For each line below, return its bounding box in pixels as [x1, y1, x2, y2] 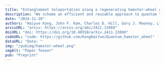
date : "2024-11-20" [5, 16, 45, 21]
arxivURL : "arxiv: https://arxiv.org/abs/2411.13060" [5, 25, 118, 30]
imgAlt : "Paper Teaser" [5, 48, 54, 53]
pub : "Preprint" [5, 52, 38, 58]
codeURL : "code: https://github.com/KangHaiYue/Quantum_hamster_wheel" [5, 35, 155, 40]
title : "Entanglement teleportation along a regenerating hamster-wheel [5, 7, 157, 12]
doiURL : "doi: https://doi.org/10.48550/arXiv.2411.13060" [5, 30, 129, 35]
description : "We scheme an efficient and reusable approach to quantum [5, 12, 157, 17]
